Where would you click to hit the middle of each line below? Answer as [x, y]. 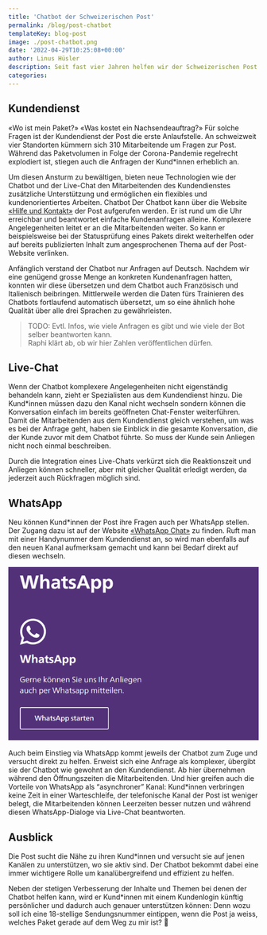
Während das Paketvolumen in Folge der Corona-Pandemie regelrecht [123, 153]
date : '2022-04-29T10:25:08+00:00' [67, 50]
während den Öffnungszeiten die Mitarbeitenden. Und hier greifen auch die [131, 779]
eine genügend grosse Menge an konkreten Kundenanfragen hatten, [120, 276]
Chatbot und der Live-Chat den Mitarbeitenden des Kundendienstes [120, 185]
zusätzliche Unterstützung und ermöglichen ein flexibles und [108, 194]
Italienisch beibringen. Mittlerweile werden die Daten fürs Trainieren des [126, 293]
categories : [28, 75]
